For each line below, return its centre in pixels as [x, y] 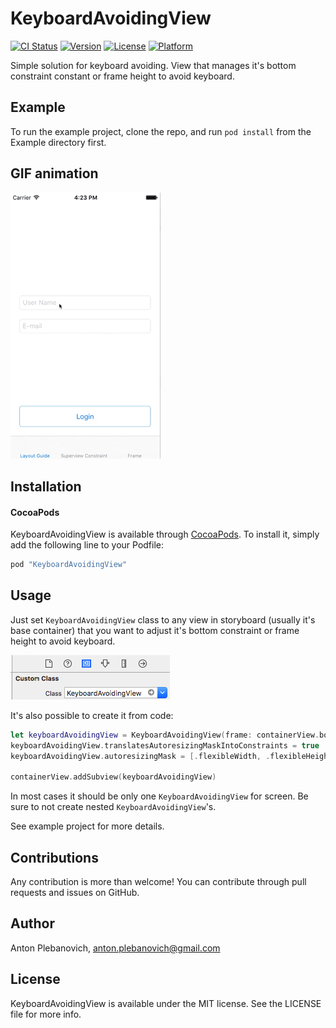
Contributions [54, 857]
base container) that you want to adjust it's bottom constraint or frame [155, 630]
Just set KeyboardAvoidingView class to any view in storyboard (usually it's [163, 619]
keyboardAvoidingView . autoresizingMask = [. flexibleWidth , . [140, 756]
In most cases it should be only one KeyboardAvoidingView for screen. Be [159, 796]
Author [32, 923]
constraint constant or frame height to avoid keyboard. [122, 76]
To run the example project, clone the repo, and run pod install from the [161, 131]
